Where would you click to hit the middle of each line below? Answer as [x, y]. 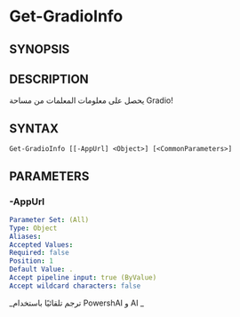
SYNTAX [34, 128]
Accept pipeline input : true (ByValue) [83, 278]
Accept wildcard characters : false [75, 286]
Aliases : [25, 236]
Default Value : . [41, 269]
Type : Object [33, 228]
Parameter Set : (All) [49, 219]
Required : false [39, 253]
